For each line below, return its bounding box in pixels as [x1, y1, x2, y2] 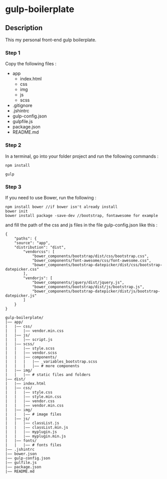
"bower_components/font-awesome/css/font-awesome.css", [32, 258, 151, 263]
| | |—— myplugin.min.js [5, 433, 66, 439]
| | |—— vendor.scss [5, 350, 57, 355]
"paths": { [14, 236, 37, 241]
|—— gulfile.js [5, 460, 37, 465]
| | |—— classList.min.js [5, 425, 69, 430]
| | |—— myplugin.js [5, 429, 57, 434]
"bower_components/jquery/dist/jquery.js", [32, 280, 124, 285]
